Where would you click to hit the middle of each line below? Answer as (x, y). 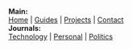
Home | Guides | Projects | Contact (66, 20)
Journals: (25, 28)
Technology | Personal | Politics (61, 36)
